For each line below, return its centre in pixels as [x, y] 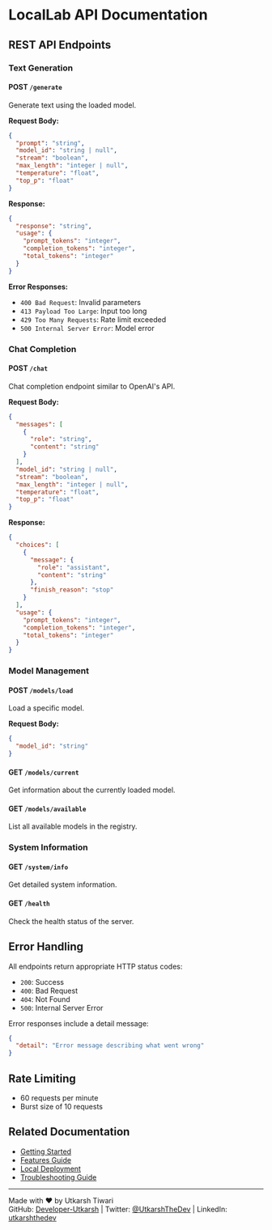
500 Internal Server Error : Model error [87, 328]
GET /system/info [38, 867]
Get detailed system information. [63, 884]
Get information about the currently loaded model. [92, 790]
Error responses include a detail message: [79, 1023]
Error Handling [46, 947]
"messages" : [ [39, 424]
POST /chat [28, 368]
